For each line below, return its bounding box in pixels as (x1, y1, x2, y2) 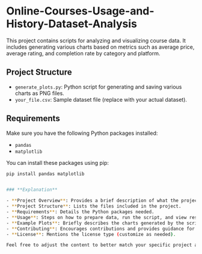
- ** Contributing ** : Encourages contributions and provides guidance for (6, 226, 195, 232)
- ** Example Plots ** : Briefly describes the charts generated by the (6, 220, 185, 226)
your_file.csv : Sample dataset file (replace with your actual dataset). (14, 96, 188, 103)
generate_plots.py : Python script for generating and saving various (14, 83, 182, 90)
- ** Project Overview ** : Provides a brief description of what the (6, 197, 179, 204)
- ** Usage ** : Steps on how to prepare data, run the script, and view (6, 214, 187, 220)
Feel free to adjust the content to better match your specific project (6, 242, 192, 248)
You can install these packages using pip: (6, 159, 109, 166)
